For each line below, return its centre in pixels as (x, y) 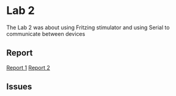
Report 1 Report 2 (28, 67)
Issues (19, 87)
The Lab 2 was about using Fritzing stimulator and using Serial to (88, 27)
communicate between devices (46, 33)
